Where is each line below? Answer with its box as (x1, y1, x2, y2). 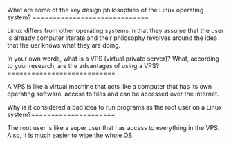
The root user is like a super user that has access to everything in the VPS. (7, 124, 220, 132)
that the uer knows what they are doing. (7, 41, 121, 49)
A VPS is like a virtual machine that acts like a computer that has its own (7, 83, 212, 90)
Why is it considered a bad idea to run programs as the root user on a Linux (7, 103, 223, 111)
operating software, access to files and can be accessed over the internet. (7, 90, 219, 98)
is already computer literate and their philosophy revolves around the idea (7, 34, 218, 42)
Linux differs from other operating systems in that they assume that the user (7, 27, 224, 34)
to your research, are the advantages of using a (7, 62, 143, 70)
